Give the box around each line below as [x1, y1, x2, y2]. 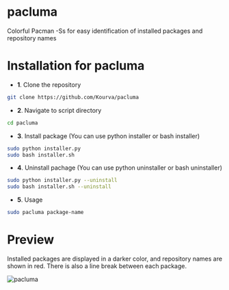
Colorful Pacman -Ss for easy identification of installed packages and [7, 27, 203, 35]
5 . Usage [16, 196, 43, 204]
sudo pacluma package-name [7, 209, 84, 216]
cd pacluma [7, 119, 38, 127]
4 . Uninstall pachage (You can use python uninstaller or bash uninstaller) [16, 163, 223, 172]
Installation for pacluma [7, 58, 145, 74]
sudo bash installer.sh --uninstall [7, 183, 111, 190]
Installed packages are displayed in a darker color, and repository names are [7, 254, 223, 263]
